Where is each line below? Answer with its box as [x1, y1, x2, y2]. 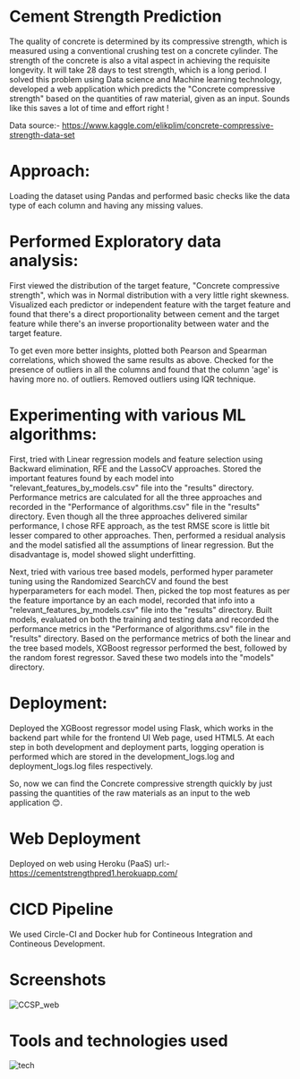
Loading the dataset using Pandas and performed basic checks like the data [9, 190, 291, 201]
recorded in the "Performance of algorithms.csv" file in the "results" [9, 501, 261, 512]
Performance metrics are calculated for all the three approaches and [9, 491, 262, 503]
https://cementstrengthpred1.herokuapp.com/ [9, 868, 178, 878]
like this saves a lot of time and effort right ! [9, 102, 169, 113]
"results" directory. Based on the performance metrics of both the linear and [9, 633, 291, 643]
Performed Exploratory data [9, 231, 222, 252]
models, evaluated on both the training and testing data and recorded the [9, 614, 279, 625]
